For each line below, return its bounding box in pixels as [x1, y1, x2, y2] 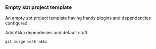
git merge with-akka [5, 39, 48, 44]
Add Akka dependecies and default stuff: [5, 30, 89, 36]
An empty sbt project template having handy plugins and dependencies [5, 15, 151, 21]
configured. [5, 20, 29, 26]
